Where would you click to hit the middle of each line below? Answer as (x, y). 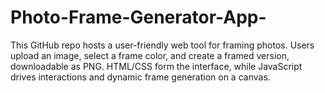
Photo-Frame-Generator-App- (138, 17)
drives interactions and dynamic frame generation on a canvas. (140, 77)
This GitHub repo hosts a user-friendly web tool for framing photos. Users (162, 45)
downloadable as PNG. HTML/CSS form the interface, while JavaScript (156, 66)
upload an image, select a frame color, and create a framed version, (150, 55)
